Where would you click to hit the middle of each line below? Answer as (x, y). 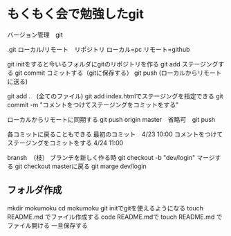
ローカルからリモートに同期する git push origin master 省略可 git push (111, 119)
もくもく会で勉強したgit (75, 14)
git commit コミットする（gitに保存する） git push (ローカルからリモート (118, 73)
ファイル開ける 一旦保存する (47, 225)
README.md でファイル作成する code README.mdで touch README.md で (115, 217)
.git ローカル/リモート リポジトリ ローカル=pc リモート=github (99, 49)
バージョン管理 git (35, 35)
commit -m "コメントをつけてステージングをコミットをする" (93, 105)
